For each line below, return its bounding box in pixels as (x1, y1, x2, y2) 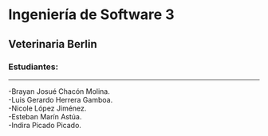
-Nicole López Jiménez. (8, 103, 87, 113)
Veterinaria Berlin (8, 37, 97, 51)
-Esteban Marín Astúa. (8, 111, 82, 121)
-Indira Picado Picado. (8, 120, 82, 130)
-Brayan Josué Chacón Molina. (8, 86, 110, 96)
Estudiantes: (8, 61, 58, 72)
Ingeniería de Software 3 (8, 6, 175, 24)
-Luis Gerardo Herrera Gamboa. (8, 95, 113, 104)
